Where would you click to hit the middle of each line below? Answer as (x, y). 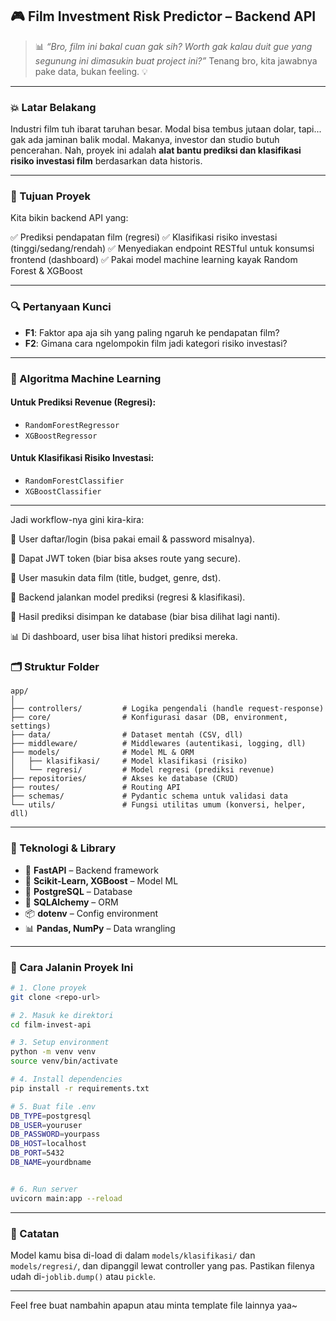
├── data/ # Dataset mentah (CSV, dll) (127, 735)
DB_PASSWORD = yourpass (55, 1134)
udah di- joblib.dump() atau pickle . (83, 1276)
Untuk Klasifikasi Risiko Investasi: (82, 458)
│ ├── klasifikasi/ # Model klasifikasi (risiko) (129, 761)
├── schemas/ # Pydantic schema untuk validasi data (149, 796)
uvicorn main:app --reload (66, 1198)
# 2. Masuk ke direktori (62, 1015)
